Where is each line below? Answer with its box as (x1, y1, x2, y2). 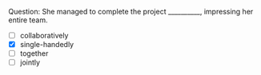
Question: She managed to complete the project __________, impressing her (8, 7, 254, 16)
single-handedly (19, 40, 74, 49)
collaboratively (19, 31, 69, 40)
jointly (19, 57, 41, 67)
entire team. (8, 15, 48, 25)
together (19, 49, 49, 58)
